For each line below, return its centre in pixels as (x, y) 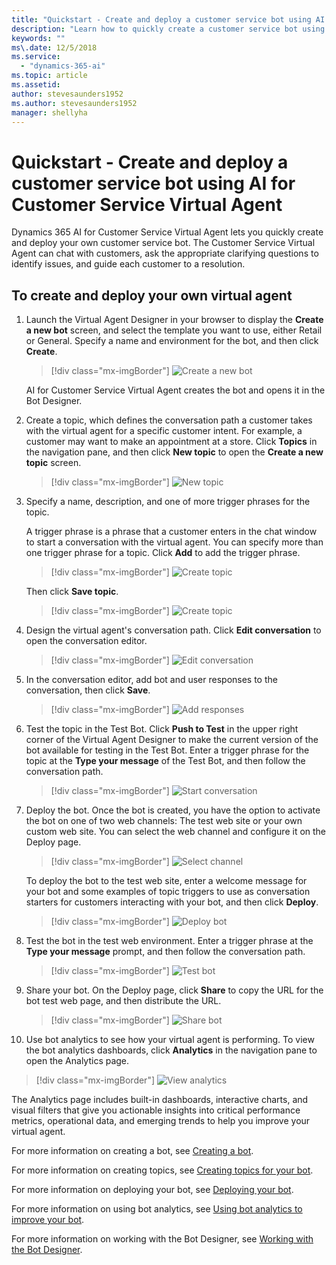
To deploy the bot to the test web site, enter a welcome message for (166, 881)
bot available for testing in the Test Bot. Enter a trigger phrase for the (167, 750)
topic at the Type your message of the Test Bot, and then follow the (165, 761)
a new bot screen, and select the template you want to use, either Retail (174, 330)
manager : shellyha (49, 112)
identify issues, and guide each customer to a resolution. (128, 264)
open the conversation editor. (86, 641)
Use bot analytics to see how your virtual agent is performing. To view (170, 1040)
